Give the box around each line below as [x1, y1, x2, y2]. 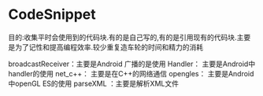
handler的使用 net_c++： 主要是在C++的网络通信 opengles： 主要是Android [8, 68, 254, 78]
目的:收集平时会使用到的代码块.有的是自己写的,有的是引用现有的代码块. [8, 32, 238, 42]
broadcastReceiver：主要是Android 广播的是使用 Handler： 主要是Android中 [8, 59, 256, 68]
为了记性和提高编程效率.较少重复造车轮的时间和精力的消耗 [14, 42, 204, 52]
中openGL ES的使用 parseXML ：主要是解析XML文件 [8, 79, 180, 88]
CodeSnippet [8, 6, 96, 24]
